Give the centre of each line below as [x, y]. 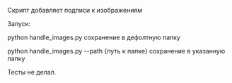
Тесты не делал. [32, 72]
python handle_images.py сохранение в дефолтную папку [94, 37]
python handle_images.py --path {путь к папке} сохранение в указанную [116, 51]
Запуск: [19, 24]
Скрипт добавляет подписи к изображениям [75, 10]
